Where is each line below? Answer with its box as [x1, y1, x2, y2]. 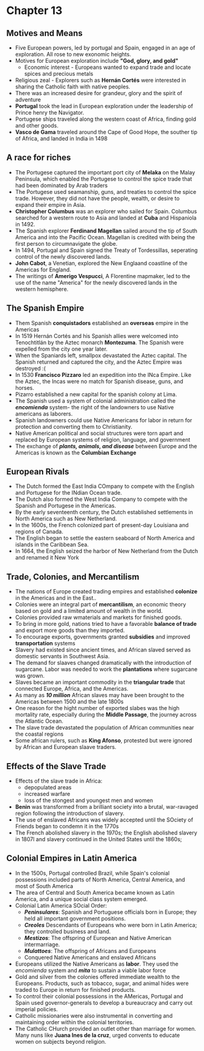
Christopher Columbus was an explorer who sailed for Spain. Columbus [15, 207, 197, 215]
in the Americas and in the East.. [15, 594, 97, 601]
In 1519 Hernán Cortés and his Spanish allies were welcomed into [15, 332, 178, 339]
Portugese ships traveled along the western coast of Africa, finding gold [15, 115, 197, 123]
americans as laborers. [15, 410, 73, 417]
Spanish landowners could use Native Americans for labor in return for [15, 416, 192, 424]
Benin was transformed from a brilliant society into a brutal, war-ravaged [15, 803, 199, 811]
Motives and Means [6, 28, 83, 38]
